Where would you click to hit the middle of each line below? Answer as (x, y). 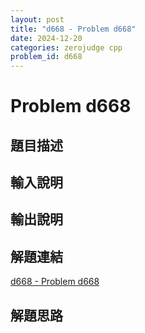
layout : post (37, 19)
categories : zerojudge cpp (66, 47)
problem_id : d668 (46, 57)
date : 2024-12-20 (46, 38)
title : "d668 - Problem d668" (73, 29)
